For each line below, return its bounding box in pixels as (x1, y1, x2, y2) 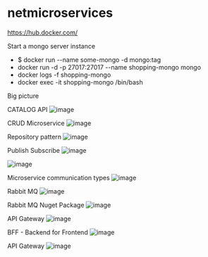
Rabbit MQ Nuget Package (7, 201, 85, 209)
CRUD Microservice (7, 118, 65, 127)
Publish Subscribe (7, 146, 60, 154)
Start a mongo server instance (7, 42, 96, 50)
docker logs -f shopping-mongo (17, 70, 111, 79)
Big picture (7, 92, 39, 100)
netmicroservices (7, 5, 114, 21)
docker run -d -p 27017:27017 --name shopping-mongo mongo (17, 63, 202, 71)
